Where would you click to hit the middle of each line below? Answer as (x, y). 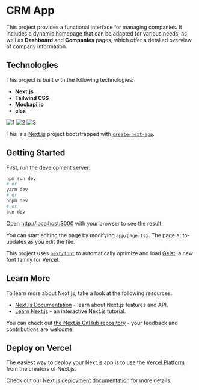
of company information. (37, 46)
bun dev (16, 212)
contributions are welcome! (40, 329)
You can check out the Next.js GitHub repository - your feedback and (92, 323)
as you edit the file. (51, 241)
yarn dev (17, 190)
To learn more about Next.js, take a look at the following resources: (89, 293)
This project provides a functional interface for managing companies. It (94, 27)
